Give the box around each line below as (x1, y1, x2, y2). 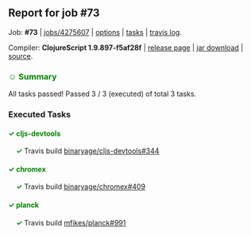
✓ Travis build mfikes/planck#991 (15, 218, 126, 227)
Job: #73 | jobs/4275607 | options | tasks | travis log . (8, 27, 183, 37)
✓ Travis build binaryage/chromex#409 (15, 182, 145, 191)
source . (8, 51, 33, 60)
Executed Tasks (8, 109, 71, 120)
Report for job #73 (8, 6, 100, 20)
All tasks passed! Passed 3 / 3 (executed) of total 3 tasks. (8, 89, 197, 98)
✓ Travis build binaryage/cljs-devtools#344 (15, 146, 160, 156)
